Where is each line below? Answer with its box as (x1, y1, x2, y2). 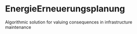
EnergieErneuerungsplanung (5, 3, 125, 14)
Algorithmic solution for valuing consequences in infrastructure (5, 19, 133, 25)
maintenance (5, 24, 31, 30)
